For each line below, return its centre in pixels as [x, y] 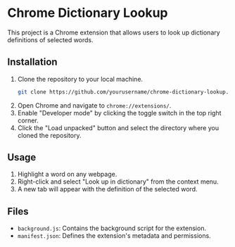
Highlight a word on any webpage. [67, 175]
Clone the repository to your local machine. [80, 79]
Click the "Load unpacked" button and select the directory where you [118, 127]
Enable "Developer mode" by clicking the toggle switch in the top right [119, 113]
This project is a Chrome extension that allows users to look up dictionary [114, 32]
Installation [32, 62]
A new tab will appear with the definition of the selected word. [108, 189]
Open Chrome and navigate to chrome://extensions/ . [94, 105]
